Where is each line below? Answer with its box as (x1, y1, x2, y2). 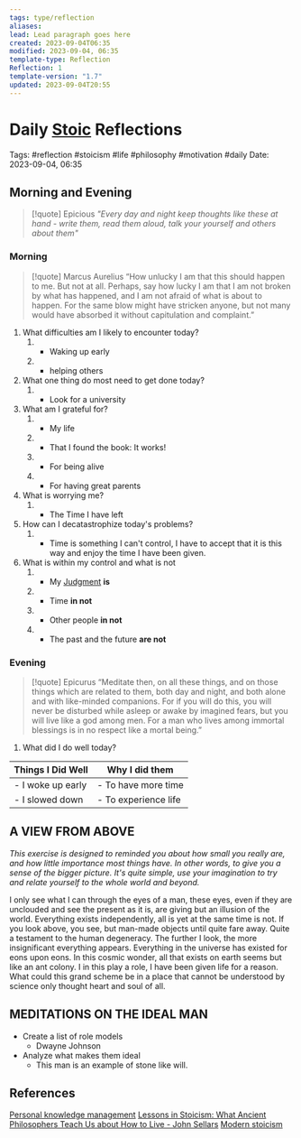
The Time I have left (49, 509, 123, 520)
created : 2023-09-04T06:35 (9, 38, 111, 48)
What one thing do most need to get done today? (22, 375, 205, 385)
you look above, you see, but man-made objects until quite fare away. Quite (9, 922, 290, 934)
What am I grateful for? (22, 403, 108, 414)
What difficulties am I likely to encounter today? (22, 327, 200, 338)
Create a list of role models (22, 1031, 123, 1041)
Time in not (49, 595, 93, 606)
